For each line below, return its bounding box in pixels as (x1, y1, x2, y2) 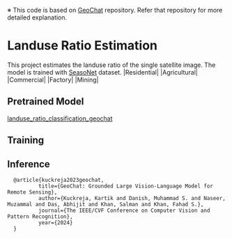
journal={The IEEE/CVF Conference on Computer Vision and (38, 207, 210, 214)
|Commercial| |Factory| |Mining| (7, 75, 99, 84)
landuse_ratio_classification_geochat (7, 114, 113, 123)
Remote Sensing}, (7, 188, 58, 196)
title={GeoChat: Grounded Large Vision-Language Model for (38, 183, 214, 190)
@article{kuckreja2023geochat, (13, 176, 105, 183)
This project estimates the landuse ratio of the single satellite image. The (7, 61, 216, 69)
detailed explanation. (7, 13, 68, 22)
